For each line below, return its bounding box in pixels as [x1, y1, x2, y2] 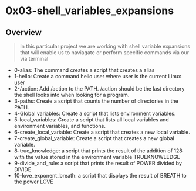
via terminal [19, 55, 49, 62]
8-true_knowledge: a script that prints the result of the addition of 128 [13, 147, 183, 154]
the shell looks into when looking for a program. [13, 92, 130, 98]
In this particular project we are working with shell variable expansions [19, 43, 191, 50]
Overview [5, 27, 42, 37]
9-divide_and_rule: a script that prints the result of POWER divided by [13, 159, 183, 166]
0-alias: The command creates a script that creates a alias [13, 67, 155, 74]
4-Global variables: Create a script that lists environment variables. [13, 110, 176, 117]
